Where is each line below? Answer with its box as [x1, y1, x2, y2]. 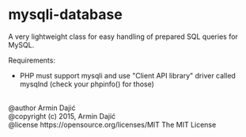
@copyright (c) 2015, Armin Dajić [8, 111, 116, 120]
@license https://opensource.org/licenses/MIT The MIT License [8, 120, 217, 129]
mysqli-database [8, 6, 123, 24]
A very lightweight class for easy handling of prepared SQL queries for [8, 32, 239, 41]
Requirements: [8, 55, 55, 65]
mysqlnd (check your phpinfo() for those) [19, 79, 154, 89]
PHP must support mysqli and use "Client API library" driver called [19, 70, 236, 80]
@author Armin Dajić [8, 103, 76, 112]
